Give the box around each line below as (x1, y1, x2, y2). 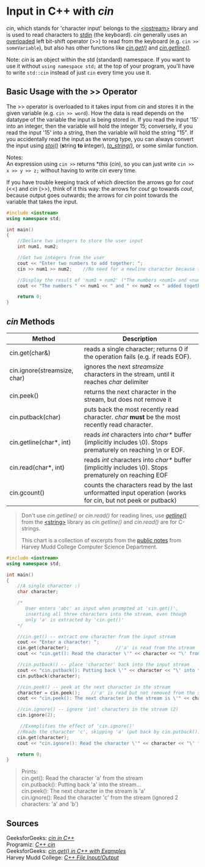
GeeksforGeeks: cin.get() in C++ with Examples (6, 847, 126, 855)
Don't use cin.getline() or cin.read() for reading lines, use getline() (21, 512, 187, 519)
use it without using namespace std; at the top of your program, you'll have (6, 62, 195, 70)
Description (122, 334, 157, 343)
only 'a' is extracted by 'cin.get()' (25, 616, 124, 623)
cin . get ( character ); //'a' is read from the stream (17, 645, 195, 651)
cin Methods (6, 316, 55, 327)
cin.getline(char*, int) (9, 438, 71, 446)
